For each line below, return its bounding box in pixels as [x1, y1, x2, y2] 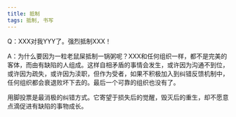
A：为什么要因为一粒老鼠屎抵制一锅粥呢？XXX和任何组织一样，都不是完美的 [7, 52, 228, 60]
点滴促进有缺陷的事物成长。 [7, 102, 88, 110]
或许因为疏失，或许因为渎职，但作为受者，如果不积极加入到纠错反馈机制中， [7, 69, 229, 78]
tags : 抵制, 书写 [7, 17, 54, 24]
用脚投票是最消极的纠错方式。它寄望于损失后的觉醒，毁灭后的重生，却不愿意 [7, 92, 229, 102]
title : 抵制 [7, 10, 40, 18]
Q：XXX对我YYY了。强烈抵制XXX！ [7, 36, 112, 46]
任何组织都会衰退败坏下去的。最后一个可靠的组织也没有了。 [7, 78, 180, 86]
